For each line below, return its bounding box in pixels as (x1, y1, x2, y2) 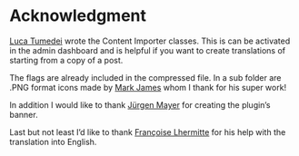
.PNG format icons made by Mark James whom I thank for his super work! (9, 82, 287, 93)
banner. (9, 109, 38, 120)
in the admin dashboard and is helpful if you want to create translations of (9, 44, 286, 55)
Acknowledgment (9, 5, 147, 26)
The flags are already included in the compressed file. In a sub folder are (9, 72, 282, 83)
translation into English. (9, 136, 97, 147)
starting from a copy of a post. (9, 54, 124, 65)
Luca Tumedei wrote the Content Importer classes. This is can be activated (9, 35, 291, 46)
